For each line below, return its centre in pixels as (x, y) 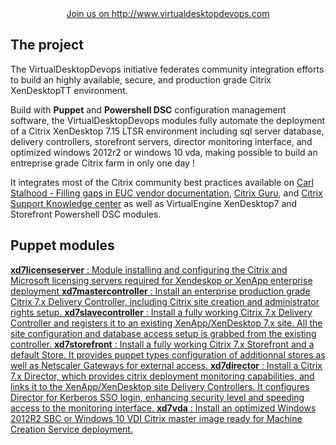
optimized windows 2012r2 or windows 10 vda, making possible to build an (164, 152)
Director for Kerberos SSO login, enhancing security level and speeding (157, 397)
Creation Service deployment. (71, 429)
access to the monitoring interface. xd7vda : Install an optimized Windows (163, 408)
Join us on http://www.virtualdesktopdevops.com (168, 13)
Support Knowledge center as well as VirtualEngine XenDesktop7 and (154, 203)
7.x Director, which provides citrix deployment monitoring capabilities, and (162, 376)
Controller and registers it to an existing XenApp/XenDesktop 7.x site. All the (166, 323)
